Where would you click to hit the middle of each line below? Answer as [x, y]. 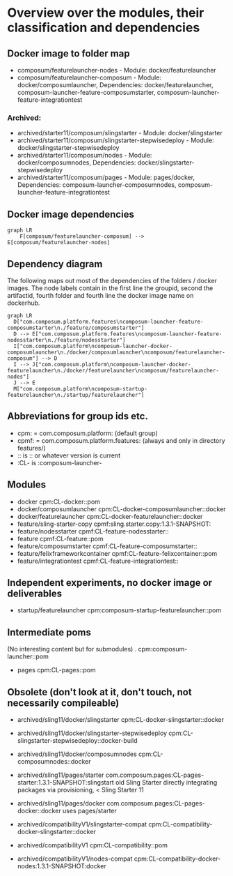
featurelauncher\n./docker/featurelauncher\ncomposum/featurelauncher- [113, 370]
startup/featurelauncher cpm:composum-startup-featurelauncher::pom [119, 610]
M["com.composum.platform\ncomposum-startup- [81, 388]
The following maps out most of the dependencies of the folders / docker [112, 280]
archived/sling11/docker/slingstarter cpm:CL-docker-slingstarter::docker [121, 719]
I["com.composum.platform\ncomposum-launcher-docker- [93, 346]
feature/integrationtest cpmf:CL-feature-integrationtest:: [98, 561]
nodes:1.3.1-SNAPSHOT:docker [62, 866]
